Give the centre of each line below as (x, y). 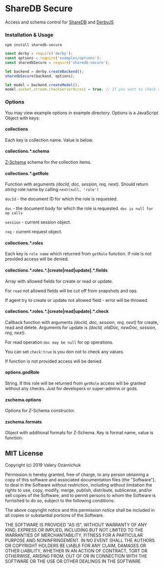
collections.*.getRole (27, 173)
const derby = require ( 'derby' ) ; (39, 54)
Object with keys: (22, 118)
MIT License (24, 453)
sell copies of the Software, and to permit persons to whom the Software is (81, 495)
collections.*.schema (27, 151)
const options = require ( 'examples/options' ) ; (53, 58)
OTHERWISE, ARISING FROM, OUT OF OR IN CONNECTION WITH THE (76, 556)
